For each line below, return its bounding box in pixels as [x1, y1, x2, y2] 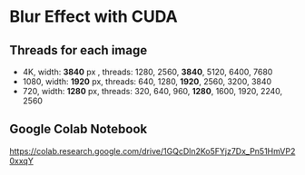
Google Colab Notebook [9, 122, 148, 137]
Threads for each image [9, 43, 148, 58]
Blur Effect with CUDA [9, 6, 179, 27]
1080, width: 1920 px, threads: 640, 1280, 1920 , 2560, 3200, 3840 [22, 76, 272, 87]
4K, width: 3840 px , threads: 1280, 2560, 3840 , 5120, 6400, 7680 [22, 66, 273, 77]
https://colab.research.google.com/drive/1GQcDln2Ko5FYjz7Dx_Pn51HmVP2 [9, 145, 296, 156]
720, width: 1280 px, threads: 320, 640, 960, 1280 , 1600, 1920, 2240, [22, 86, 283, 96]
